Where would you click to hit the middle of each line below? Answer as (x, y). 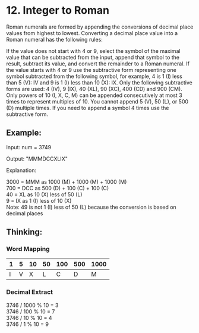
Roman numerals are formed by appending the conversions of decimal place (100, 27)
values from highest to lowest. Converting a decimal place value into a (92, 33)
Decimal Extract (30, 292)
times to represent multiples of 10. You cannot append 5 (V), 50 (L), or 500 (97, 101)
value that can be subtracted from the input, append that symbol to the (93, 57)
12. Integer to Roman (58, 10)
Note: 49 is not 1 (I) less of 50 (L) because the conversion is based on (91, 207)
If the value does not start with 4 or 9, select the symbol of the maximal (93, 51)
